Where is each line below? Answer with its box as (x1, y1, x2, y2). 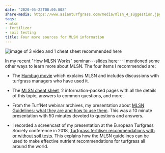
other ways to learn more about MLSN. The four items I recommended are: (5, 63, 156, 69)
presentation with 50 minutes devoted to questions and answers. (12, 113, 144, 118)
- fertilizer (5, 26, 32, 31)
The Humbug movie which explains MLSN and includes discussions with (12, 73, 159, 78)
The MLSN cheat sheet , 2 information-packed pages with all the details (12, 87, 157, 93)
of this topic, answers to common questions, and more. (12, 92, 124, 99)
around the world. (12, 143, 49, 149)
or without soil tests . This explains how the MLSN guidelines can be (12, 133, 149, 139)
